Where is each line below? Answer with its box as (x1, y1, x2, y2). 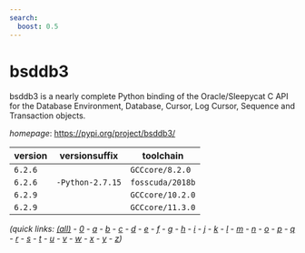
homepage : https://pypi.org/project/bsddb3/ (9, 128, 176, 139)
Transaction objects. (9, 110, 86, 121)
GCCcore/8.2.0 (130, 165, 192, 176)
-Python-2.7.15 (55, 177, 122, 187)
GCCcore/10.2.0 (130, 190, 196, 200)
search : (9, 13, 39, 23)
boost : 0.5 (17, 22, 59, 31)
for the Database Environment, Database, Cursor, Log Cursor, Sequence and (9, 101, 296, 112)
